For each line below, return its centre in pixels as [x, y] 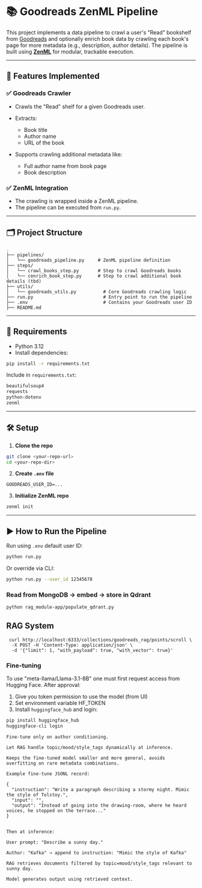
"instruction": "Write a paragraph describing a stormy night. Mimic [100, 789]
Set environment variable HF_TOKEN [60, 703]
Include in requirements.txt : [41, 375]
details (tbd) [24, 281]
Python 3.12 [29, 346]
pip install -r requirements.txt [48, 364]
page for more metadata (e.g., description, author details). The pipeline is [97, 45]
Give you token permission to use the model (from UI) [81, 697]
